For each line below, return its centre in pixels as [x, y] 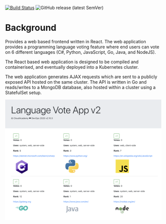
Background [31, 28]
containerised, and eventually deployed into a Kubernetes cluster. [72, 67]
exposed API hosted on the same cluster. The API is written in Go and [76, 82]
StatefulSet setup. [24, 93]
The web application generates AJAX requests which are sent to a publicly [81, 77]
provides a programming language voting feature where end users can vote [82, 47]
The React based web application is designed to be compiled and [72, 62]
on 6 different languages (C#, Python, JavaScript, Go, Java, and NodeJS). [81, 52]
